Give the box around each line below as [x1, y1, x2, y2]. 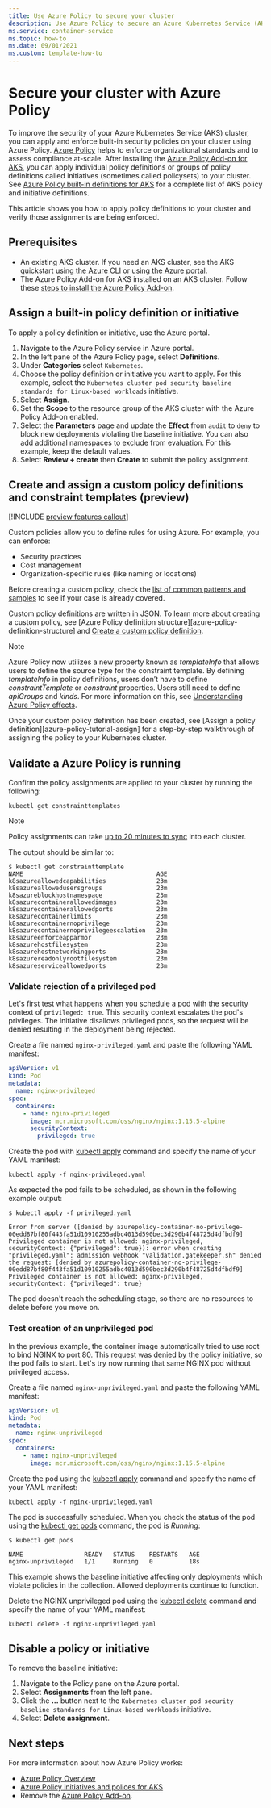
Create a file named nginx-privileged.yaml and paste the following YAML [8, 1040, 252, 1050]
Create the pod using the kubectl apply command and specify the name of [8, 1474, 256, 1484]
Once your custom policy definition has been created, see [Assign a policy [8, 716, 256, 726]
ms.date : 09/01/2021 [8, 42, 78, 50]
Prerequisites [8, 236, 77, 249]
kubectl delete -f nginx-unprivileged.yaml [8, 1620, 157, 1628]
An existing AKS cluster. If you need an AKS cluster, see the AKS [19, 257, 235, 266]
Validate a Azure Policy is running [8, 756, 181, 770]
